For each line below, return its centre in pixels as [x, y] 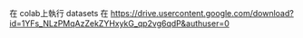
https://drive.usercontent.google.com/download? [202, 13]
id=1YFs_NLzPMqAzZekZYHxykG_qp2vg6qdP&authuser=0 [119, 24]
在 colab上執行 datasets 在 [59, 13]
